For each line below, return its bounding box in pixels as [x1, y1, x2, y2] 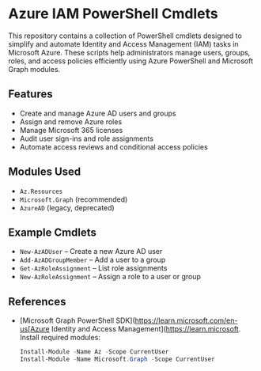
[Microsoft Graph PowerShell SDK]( [19, 316, 136, 325]
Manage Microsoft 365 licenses [19, 125, 123, 134]
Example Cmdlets [8, 225, 97, 239]
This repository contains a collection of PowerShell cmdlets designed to [8, 31, 243, 40]
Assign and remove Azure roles [19, 116, 123, 127]
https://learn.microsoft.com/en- [134, 316, 238, 325]
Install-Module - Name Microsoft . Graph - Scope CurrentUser [19, 355, 215, 364]
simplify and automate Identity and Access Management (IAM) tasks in [8, 39, 239, 48]
